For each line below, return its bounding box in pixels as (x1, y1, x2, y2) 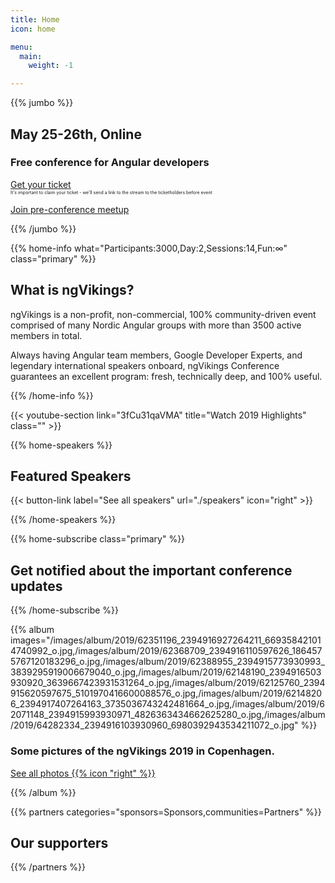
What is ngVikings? (10, 282, 135, 299)
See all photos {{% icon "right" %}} (10, 767, 156, 779)
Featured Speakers (10, 468, 132, 485)
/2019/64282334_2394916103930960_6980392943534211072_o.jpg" (10, 719, 299, 731)
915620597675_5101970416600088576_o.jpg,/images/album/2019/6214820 (10, 687, 323, 700)
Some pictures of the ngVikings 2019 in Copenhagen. (10, 744, 275, 758)
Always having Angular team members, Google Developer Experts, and (10, 349, 303, 361)
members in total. (10, 329, 83, 341)
